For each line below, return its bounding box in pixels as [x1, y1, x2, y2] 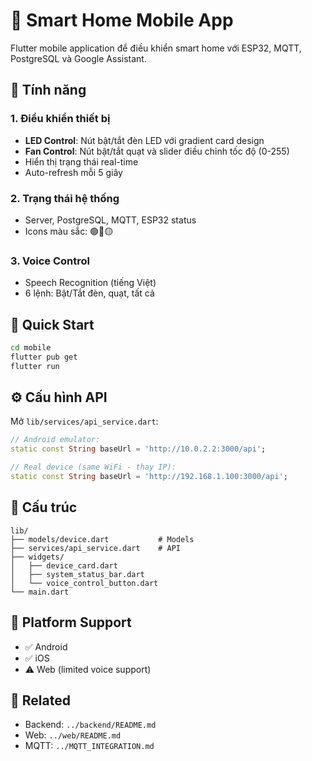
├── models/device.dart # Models [10, 534, 195, 544]
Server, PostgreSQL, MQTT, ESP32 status [24, 214, 197, 226]
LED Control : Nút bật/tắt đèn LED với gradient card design [24, 134, 265, 146]
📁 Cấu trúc [10, 499, 78, 516]
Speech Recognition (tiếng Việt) [24, 277, 157, 289]
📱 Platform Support [10, 614, 132, 631]
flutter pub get [10, 352, 78, 362]
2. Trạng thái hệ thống [10, 191, 120, 205]
